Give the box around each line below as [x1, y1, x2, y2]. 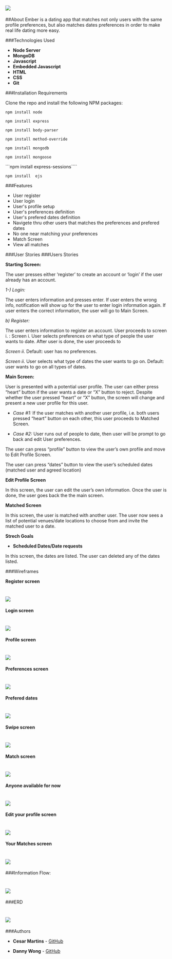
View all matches [12, 241, 49, 247]
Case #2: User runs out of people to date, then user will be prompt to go [12, 430, 166, 437]
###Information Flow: [5, 870, 51, 876]
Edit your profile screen [5, 811, 56, 818]
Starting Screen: [5, 261, 42, 267]
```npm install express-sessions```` [5, 163, 78, 169]
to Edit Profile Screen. [5, 452, 51, 458]
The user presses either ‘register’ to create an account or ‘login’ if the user [5, 271, 163, 277]
